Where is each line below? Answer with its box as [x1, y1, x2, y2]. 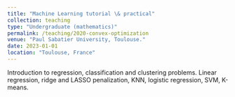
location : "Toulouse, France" [7, 50, 96, 57]
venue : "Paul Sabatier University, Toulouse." [7, 36, 146, 43]
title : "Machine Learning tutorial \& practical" [7, 10, 156, 17]
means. [7, 83, 29, 91]
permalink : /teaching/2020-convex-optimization [7, 29, 149, 37]
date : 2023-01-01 [7, 43, 58, 50]
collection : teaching [7, 17, 71, 24]
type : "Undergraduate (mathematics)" [7, 23, 118, 30]
